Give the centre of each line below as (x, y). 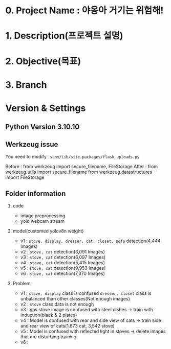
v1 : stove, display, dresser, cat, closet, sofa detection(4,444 (90, 241)
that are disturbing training (48, 336)
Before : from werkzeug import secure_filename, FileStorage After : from (82, 167)
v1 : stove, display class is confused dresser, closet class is (86, 293)
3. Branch (26, 85)
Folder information (36, 193)
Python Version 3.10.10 (42, 127)
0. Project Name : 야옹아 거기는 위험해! (84, 10)
